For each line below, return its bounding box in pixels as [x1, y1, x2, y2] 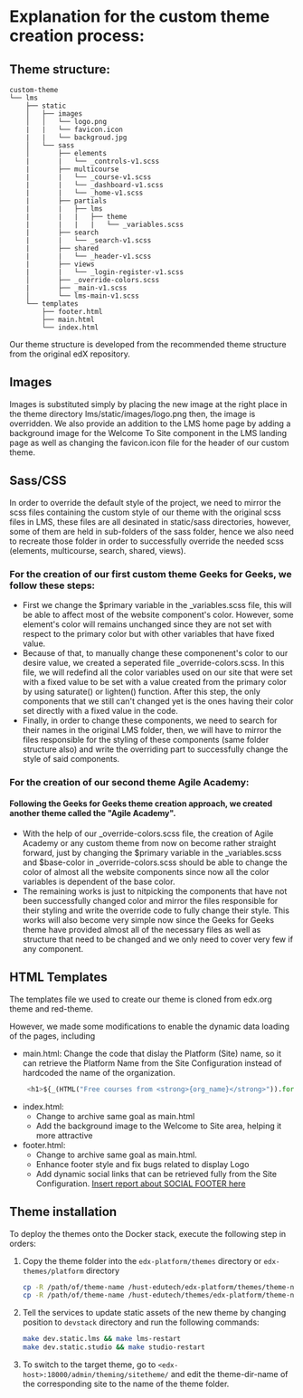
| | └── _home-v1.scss [25, 188, 144, 197]
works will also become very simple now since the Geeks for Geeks [22, 915, 274, 926]
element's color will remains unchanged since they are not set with [22, 618, 272, 630]
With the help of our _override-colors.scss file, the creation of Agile [22, 828, 274, 839]
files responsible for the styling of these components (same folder [22, 734, 270, 745]
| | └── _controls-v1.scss [25, 157, 160, 166]
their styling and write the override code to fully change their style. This [22, 905, 289, 916]
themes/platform [22, 1267, 84, 1276]
